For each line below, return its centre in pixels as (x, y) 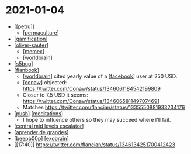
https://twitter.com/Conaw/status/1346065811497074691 (91, 101)
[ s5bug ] (23, 64)
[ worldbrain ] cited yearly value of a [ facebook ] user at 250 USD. (100, 76)
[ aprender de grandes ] (41, 132)
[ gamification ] (31, 39)
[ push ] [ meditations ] (39, 113)
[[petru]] (24, 26)
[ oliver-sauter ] (31, 45)
